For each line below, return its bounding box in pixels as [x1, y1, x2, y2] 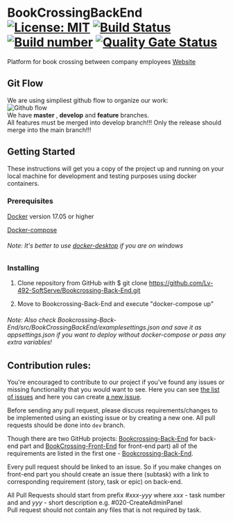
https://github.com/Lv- [148, 279, 214, 287]
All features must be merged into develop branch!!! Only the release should [7, 118, 222, 127]
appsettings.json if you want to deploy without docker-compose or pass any [7, 330, 226, 339]
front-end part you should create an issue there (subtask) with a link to [7, 470, 209, 479]
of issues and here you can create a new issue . [7, 393, 142, 401]
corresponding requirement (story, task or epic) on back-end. [7, 478, 183, 486]
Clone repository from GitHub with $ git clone [17, 279, 148, 287]
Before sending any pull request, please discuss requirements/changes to [7, 406, 218, 415]
